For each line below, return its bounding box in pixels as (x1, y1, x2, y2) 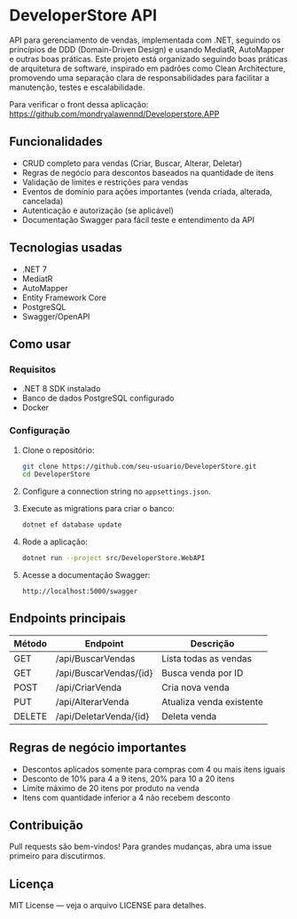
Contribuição (9, 818, 84, 833)
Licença (9, 876, 55, 891)
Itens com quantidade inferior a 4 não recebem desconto (21, 792, 231, 803)
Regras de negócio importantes (9, 741, 187, 756)
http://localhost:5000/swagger (21, 587, 138, 596)
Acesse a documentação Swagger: (21, 570, 151, 581)
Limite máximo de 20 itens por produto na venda (21, 782, 199, 793)
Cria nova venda (160, 681, 231, 693)
